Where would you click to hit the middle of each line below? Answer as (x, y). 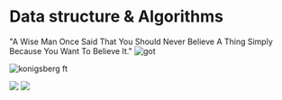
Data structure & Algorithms (116, 17)
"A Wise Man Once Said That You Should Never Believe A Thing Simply (141, 41)
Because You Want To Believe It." (71, 50)
